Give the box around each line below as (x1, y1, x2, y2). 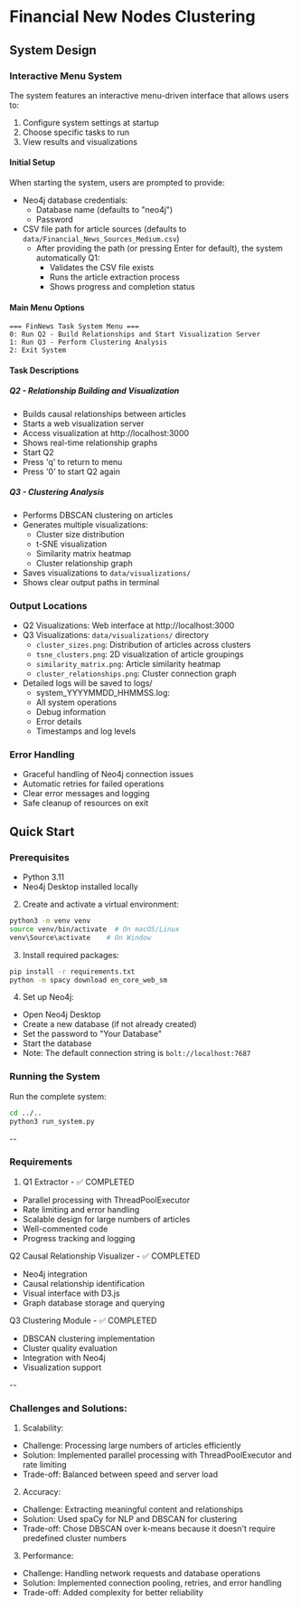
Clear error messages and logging (22, 788, 151, 799)
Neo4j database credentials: (22, 195, 128, 205)
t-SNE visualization (35, 538, 108, 549)
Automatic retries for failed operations (22, 778, 165, 789)
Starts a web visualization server (22, 418, 145, 429)
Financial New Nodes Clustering (9, 6, 256, 27)
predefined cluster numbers (22, 1533, 127, 1544)
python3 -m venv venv (9, 917, 91, 926)
